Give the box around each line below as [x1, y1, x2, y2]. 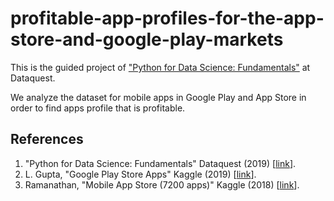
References [10, 131, 84, 148]
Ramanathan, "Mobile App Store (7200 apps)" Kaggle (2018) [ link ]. [24, 178, 300, 191]
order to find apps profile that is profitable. [10, 102, 186, 114]
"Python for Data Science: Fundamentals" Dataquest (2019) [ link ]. [24, 157, 297, 169]
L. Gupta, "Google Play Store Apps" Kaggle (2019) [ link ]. [24, 168, 257, 180]
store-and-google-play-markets [10, 28, 284, 51]
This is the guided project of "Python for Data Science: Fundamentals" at [10, 61, 311, 73]
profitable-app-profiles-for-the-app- [10, 7, 325, 30]
